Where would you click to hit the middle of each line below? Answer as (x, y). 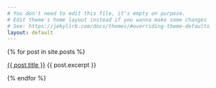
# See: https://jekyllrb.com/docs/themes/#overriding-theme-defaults (109, 26)
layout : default (30, 32)
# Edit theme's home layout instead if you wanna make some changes (107, 20)
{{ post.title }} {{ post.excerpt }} (52, 65)
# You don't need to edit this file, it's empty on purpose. (96, 13)
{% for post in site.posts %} (46, 52)
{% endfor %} (27, 78)
